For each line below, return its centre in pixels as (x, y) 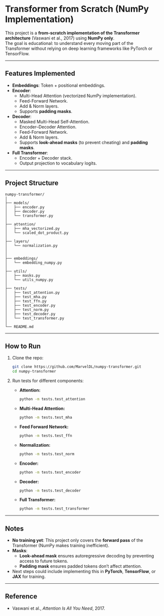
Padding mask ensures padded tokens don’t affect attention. (81, 566)
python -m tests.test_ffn (46, 435)
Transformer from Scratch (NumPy (77, 9)
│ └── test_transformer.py (35, 318)
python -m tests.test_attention (52, 399)
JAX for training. (29, 576)
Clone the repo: (28, 358)
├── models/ (17, 203)
